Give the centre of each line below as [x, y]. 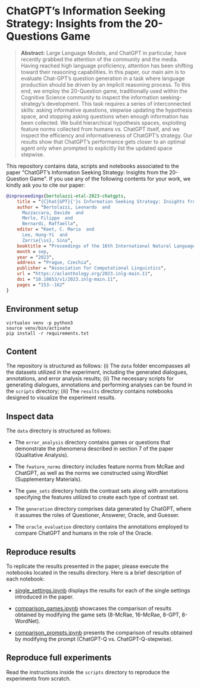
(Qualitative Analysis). [42, 455]
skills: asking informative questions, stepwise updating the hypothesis [106, 110]
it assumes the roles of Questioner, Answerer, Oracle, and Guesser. [97, 515]
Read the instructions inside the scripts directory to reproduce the [88, 672]
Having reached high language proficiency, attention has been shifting [107, 65]
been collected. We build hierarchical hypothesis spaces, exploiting [103, 122]
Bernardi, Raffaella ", [50, 224]
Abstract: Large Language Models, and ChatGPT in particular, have [104, 53]
